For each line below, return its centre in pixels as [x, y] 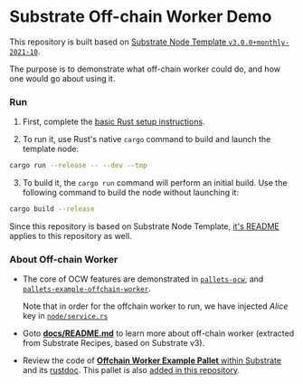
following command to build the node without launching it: [131, 193]
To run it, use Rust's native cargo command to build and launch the [147, 139]
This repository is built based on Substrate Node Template [118, 42]
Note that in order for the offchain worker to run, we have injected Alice [155, 306]
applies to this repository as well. [71, 235]
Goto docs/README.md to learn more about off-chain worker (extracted [158, 333]
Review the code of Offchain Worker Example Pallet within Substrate [152, 360]
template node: [51, 149]
